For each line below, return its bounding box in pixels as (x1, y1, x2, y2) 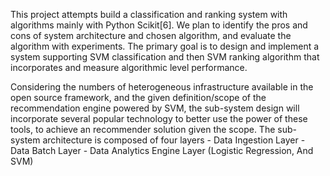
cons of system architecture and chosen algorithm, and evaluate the (10, 30, 292, 41)
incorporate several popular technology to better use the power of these (10, 113, 308, 124)
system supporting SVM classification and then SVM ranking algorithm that (10, 51, 320, 63)
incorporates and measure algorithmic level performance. (10, 62, 248, 73)
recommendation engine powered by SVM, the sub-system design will (10, 102, 300, 114)
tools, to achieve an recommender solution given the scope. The (10, 124, 276, 135)
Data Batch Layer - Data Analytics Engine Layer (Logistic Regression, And (10, 145, 314, 156)
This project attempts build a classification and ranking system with (10, 9, 288, 20)
